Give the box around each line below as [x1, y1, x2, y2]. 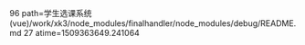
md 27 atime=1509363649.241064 [9, 28, 140, 38]
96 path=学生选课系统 [9, 8, 92, 18]
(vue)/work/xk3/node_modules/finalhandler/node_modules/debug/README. [9, 18, 297, 29]
